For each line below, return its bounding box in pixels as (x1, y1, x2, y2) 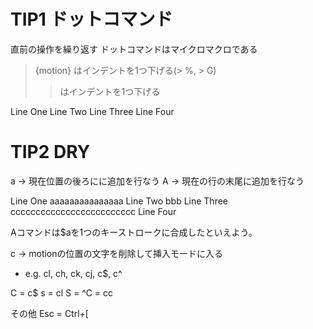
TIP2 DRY (10, 141, 91, 164)
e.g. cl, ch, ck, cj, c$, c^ (24, 267, 123, 279)
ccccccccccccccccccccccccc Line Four (10, 205, 177, 217)
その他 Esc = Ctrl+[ (10, 307, 89, 319)
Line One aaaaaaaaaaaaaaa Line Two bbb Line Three (10, 195, 228, 207)
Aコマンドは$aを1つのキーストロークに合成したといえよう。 (10, 226, 258, 238)
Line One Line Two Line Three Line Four (10, 105, 175, 117)
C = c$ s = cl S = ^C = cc (10, 286, 114, 299)
